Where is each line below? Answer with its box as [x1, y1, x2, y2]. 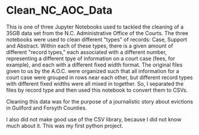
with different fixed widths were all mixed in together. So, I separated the [6, 80, 184, 87]
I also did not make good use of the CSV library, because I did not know [6, 115, 182, 123]
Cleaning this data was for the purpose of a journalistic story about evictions [6, 98, 193, 105]
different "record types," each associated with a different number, [6, 48, 168, 55]
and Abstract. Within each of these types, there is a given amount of [6, 42, 173, 49]
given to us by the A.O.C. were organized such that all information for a [6, 67, 179, 74]
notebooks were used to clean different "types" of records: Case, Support [6, 36, 187, 43]
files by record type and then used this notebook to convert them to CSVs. [6, 86, 188, 93]
